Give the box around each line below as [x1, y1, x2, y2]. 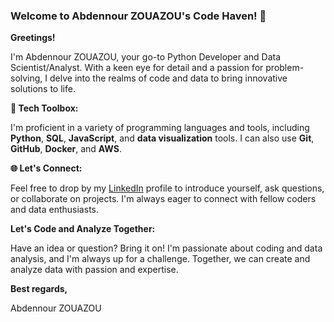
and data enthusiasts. [10, 204, 99, 216]
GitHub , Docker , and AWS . [10, 143, 122, 155]
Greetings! [10, 32, 56, 44]
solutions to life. [10, 83, 76, 95]
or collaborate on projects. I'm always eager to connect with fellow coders [10, 193, 317, 205]
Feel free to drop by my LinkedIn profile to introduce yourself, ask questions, [10, 182, 325, 194]
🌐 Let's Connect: [10, 162, 83, 174]
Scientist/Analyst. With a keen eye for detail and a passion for [10, 62, 264, 74]
